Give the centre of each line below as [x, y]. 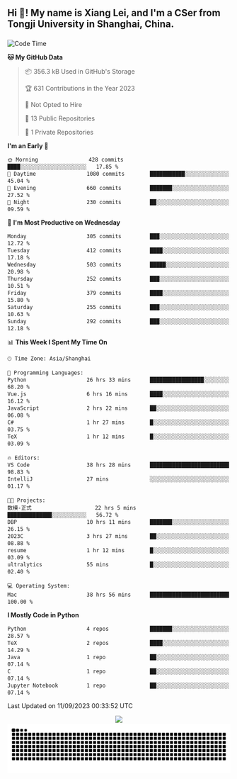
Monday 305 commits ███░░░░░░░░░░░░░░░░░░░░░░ [118, 237]
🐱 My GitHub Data [35, 57]
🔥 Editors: [24, 458]
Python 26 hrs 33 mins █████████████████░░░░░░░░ [118, 380]
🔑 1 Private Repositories [59, 133]
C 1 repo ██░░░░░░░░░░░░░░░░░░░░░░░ [118, 672]
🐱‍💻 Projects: [27, 500]
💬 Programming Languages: [45, 373]
